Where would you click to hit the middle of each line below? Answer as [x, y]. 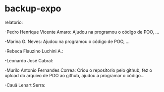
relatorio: [14, 22]
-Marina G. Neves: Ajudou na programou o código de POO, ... [67, 41]
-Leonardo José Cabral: [29, 60]
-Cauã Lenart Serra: [25, 85]
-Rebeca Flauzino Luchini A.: [34, 51]
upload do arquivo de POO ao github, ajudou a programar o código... [75, 75]
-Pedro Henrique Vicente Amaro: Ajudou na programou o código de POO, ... [82, 32]
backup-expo [33, 9]
